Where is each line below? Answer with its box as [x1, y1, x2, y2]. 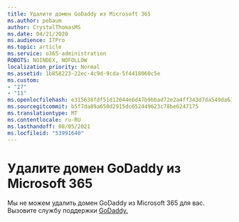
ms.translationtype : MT [7, 110, 78, 117]
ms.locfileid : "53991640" [7, 129, 84, 137]
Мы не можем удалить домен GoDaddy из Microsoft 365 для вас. [7, 199, 205, 207]
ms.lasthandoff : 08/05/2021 [7, 122, 91, 130]
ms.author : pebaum [7, 17, 62, 24]
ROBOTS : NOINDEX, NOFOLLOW [7, 57, 87, 64]
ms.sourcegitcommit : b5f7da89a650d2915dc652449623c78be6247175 [7, 103, 199, 110]
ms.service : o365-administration [7, 51, 107, 58]
